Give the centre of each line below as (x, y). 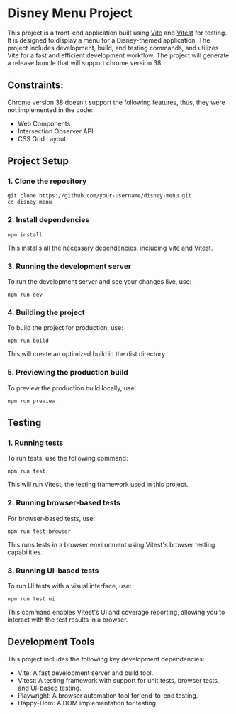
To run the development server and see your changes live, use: (100, 282)
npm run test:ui (31, 599)
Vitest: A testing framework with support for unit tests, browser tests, (118, 680)
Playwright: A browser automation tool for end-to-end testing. (108, 695)
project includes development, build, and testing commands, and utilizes (113, 48)
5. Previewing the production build (68, 373)
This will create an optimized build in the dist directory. (87, 354)
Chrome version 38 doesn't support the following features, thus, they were (116, 102)
